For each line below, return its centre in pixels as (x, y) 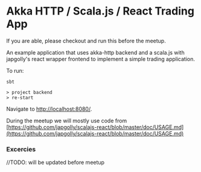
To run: (15, 70)
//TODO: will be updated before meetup (55, 162)
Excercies (21, 149)
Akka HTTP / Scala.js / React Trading (101, 11)
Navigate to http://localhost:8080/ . (49, 109)
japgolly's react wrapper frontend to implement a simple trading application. (101, 59)
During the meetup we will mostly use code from (67, 121)
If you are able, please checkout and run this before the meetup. (86, 41)
